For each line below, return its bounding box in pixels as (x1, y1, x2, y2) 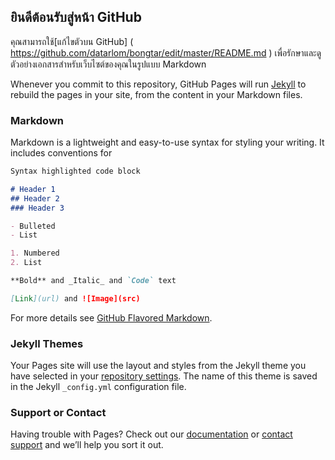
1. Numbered (10, 248, 60, 259)
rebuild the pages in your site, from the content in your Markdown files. (10, 88, 303, 100)
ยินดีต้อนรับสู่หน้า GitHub (10, 9, 142, 26)
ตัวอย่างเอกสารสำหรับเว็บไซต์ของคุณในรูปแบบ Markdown (10, 58, 207, 70)
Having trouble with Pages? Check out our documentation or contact (10, 428, 293, 440)
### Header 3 (10, 203, 65, 213)
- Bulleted (10, 221, 56, 231)
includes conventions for (10, 147, 113, 159)
